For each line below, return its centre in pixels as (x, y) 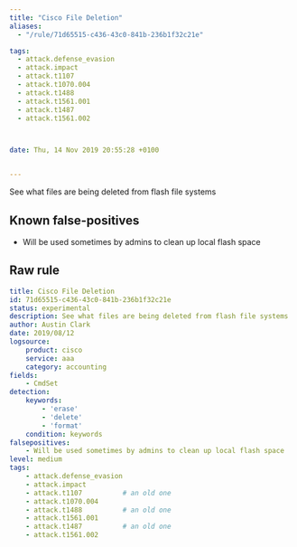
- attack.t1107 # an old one (98, 493)
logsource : (30, 342)
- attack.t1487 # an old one (98, 527)
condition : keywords (64, 434)
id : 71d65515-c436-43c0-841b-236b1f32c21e (90, 299)
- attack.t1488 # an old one (98, 510)
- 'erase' (60, 409)
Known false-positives (74, 220)
